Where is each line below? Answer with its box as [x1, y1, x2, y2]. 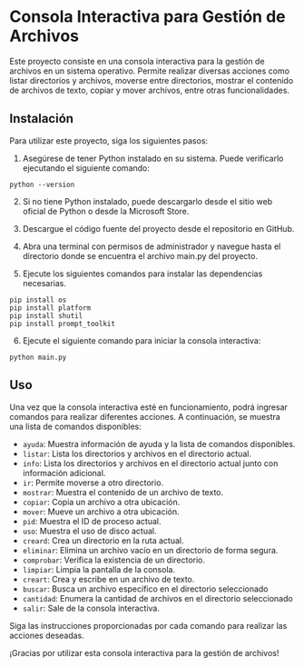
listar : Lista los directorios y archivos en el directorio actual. [22, 448, 252, 459]
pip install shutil [9, 311, 83, 320]
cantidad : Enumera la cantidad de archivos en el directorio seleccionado [22, 592, 293, 603]
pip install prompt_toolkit [9, 319, 116, 328]
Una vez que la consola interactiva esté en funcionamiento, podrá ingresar [9, 402, 289, 413]
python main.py [9, 353, 67, 362]
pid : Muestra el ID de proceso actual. [22, 515, 162, 526]
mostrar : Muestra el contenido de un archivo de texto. [22, 486, 224, 497]
